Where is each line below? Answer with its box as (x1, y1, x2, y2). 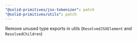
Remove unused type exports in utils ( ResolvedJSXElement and (5, 25, 132, 31)
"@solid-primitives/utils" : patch (5, 12, 77, 17)
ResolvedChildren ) (5, 31, 43, 37)
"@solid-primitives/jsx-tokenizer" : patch (5, 7, 95, 12)
